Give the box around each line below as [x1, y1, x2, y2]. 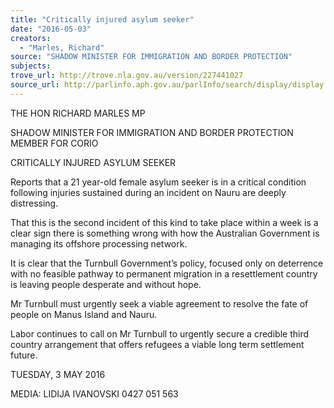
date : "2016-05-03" [10, 24, 92, 34]
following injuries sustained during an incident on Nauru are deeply [10, 186, 287, 198]
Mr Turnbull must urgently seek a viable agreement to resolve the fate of [10, 297, 309, 310]
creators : [10, 33, 52, 43]
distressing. [10, 197, 59, 209]
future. [10, 349, 38, 361]
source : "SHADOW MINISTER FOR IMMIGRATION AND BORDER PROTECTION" [10, 52, 293, 62]
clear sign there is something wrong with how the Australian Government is [10, 227, 320, 239]
